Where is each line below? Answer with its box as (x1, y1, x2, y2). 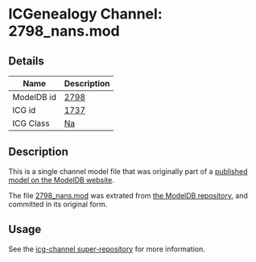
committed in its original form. (8, 199, 108, 209)
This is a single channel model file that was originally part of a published (8, 166, 248, 176)
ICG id (12, 105, 36, 115)
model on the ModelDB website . (8, 175, 115, 185)
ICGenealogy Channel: (8, 5, 163, 23)
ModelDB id (12, 92, 57, 102)
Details (8, 54, 44, 68)
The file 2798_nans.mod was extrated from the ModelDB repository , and (8, 190, 248, 200)
